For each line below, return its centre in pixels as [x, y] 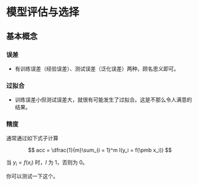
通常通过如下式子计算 [32, 138]
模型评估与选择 [43, 12]
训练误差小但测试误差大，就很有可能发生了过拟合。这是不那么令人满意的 [103, 100]
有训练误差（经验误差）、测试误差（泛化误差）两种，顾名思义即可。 [97, 69]
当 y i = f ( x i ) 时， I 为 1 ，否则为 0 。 [47, 163]
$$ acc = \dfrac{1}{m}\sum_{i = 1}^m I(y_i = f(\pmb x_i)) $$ [100, 150]
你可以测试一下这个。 [32, 176]
